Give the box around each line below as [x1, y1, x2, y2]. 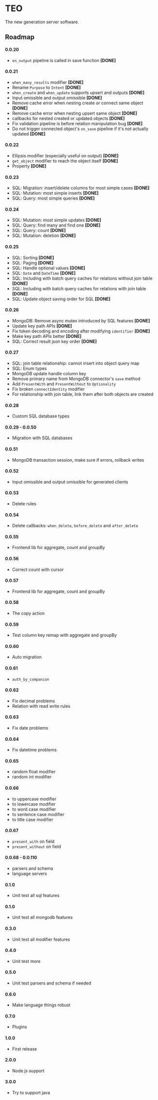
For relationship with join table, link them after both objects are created [12, 391, 154, 397]
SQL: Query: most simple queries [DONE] [12, 195, 95, 201]
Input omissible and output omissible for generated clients [12, 479, 128, 484]
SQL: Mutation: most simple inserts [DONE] [12, 190, 99, 196]
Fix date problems [12, 725, 48, 731]
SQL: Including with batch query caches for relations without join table [12, 275, 153, 281]
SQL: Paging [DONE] [12, 260, 54, 266]
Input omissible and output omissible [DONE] [12, 95, 102, 100]
